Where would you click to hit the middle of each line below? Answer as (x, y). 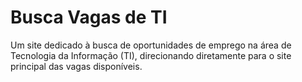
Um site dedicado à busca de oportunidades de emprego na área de (151, 45)
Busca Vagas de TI (89, 17)
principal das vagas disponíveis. (76, 66)
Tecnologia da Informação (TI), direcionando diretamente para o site (151, 55)
